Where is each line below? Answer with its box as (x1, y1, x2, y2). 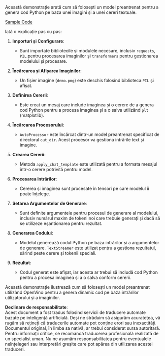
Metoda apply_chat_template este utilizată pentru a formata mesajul (19, 161, 158, 167)
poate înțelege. (19, 191, 50, 197)
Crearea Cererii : (12, 152, 46, 157)
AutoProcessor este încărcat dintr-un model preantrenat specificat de (19, 132, 160, 137)
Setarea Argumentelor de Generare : (12, 200, 87, 206)
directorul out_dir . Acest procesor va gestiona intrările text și (19, 137, 144, 142)
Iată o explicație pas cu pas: (5, 29, 62, 34)
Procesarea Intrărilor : (12, 176, 57, 182)
